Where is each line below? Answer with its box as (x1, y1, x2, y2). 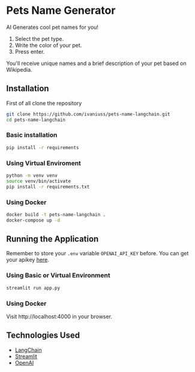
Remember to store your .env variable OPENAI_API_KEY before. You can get (6, 250, 189, 257)
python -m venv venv (6, 172, 58, 178)
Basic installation (6, 131, 58, 139)
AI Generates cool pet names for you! (6, 23, 99, 31)
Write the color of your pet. (14, 42, 82, 49)
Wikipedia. (6, 66, 32, 73)
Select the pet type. (14, 35, 64, 42)
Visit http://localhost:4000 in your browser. (6, 312, 113, 320)
